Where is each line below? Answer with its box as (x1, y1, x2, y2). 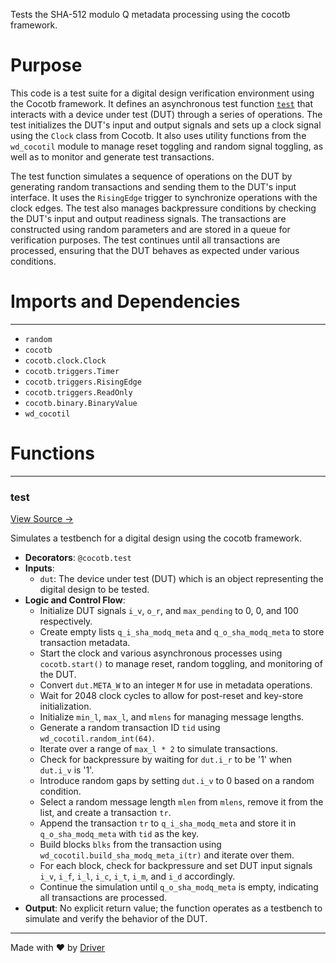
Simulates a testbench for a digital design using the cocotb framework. (10, 532, 302, 544)
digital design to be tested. (39, 584, 150, 596)
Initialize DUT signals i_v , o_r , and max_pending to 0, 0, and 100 (39, 605, 299, 617)
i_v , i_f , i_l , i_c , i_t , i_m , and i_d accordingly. (39, 870, 236, 883)
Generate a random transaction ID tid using (39, 722, 221, 734)
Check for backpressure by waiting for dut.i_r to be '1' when (39, 754, 293, 766)
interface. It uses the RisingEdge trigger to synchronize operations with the (10, 191, 318, 203)
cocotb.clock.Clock (24, 355, 107, 366)
